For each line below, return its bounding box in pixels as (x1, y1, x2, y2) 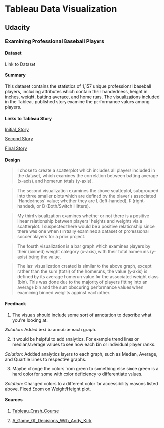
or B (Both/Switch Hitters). (36, 203, 90, 209)
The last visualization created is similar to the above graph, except (17, 263, 152, 269)
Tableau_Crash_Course (12, 408, 59, 414)
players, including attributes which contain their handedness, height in (5, 88, 148, 94)
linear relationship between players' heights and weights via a (17, 218, 143, 224)
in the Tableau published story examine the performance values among (5, 99, 150, 104)
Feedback (5, 300, 26, 306)
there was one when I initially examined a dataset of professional (17, 229, 149, 234)
